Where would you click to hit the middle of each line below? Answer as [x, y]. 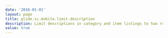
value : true [17, 28]
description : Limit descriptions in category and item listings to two [81, 23]
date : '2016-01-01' [25, 10]
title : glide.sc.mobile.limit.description [50, 19]
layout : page [19, 14]
